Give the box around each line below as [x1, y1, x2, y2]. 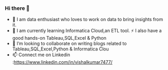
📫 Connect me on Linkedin [12, 51, 70, 58]
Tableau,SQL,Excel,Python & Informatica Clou [12, 46, 109, 52]
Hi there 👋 [5, 5, 30, 12]
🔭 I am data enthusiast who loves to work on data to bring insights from [12, 16, 163, 23]
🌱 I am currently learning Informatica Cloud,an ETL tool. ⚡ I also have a [12, 28, 162, 34]
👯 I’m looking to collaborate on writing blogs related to [12, 41, 127, 47]
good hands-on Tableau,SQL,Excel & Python [12, 35, 106, 41]
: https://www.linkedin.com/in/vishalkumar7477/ [12, 59, 113, 65]
